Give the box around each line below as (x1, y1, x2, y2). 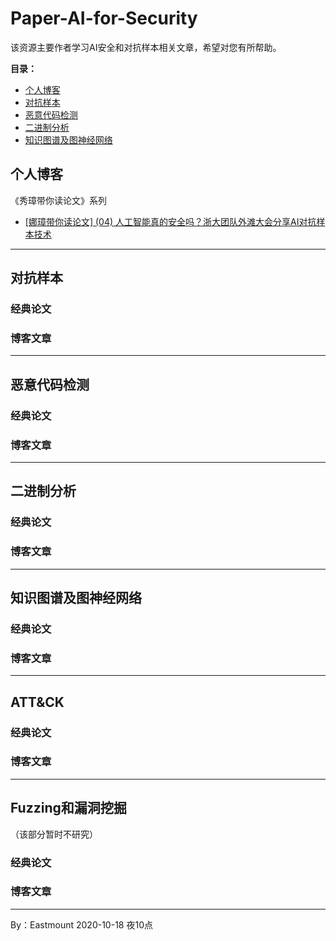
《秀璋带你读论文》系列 (10, 194, 107, 206)
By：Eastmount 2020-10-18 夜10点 (10, 918, 153, 931)
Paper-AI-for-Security (10, 7, 198, 30)
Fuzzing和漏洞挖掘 (10, 800, 127, 817)
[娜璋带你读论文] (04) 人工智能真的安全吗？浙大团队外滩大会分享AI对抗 (24, 215, 317, 227)
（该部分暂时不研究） (10, 828, 98, 840)
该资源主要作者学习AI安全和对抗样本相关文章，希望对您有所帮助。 (10, 41, 282, 53)
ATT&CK (10, 693, 65, 711)
